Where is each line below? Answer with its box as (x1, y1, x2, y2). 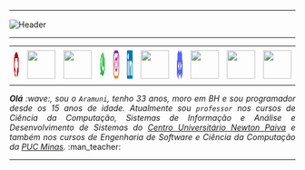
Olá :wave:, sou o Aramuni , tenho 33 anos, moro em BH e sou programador (9, 93, 296, 105)
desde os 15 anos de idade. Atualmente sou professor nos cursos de (9, 103, 296, 114)
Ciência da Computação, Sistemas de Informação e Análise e (9, 113, 296, 124)
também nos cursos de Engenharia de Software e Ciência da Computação (9, 132, 296, 143)
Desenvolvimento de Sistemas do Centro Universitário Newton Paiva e (9, 122, 297, 133)
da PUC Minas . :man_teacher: (9, 142, 122, 153)
